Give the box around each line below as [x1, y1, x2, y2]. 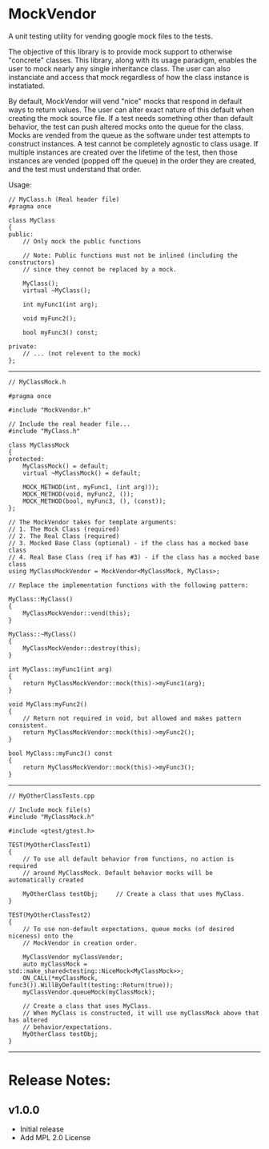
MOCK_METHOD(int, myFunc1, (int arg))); [22, 483, 159, 491]
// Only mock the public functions [22, 237, 142, 245]
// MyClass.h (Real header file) [8, 195, 120, 203]
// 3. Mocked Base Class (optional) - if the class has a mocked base [8, 539, 249, 547]
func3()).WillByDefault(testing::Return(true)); [8, 981, 174, 989]
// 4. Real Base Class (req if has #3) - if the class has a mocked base [8, 553, 260, 561]
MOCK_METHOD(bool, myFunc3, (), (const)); [22, 497, 167, 505]
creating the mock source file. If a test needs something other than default [8, 113, 254, 123]
